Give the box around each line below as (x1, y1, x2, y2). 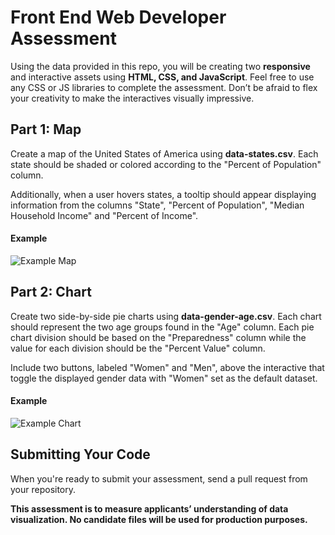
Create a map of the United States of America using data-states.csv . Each (10, 147, 319, 160)
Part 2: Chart (10, 284, 92, 301)
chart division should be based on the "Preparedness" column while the (10, 331, 307, 343)
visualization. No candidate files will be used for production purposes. (10, 513, 308, 525)
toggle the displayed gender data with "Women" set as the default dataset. (10, 372, 318, 384)
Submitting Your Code (10, 446, 151, 463)
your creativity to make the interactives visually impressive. (10, 92, 255, 104)
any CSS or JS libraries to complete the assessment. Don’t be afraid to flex (10, 81, 318, 93)
